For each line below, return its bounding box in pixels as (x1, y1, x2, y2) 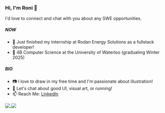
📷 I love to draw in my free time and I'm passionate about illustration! (12, 78, 153, 85)
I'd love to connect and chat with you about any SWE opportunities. (5, 16, 142, 22)
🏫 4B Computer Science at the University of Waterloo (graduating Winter (12, 49, 160, 55)
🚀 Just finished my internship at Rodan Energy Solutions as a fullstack (12, 39, 154, 45)
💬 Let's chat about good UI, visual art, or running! (12, 86, 112, 91)
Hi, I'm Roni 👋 (5, 4, 38, 11)
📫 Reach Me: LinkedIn (12, 91, 59, 97)
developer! (12, 44, 34, 50)
